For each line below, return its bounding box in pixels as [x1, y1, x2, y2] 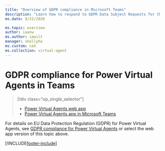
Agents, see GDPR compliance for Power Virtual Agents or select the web [5, 125, 154, 131]
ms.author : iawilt [5, 34, 43, 39]
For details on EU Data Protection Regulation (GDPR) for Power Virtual [5, 120, 146, 126]
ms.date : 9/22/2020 [5, 16, 45, 21]
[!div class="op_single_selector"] [17, 96, 84, 102]
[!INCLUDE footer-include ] [5, 140, 57, 146]
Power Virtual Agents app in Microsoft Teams [24, 111, 116, 117]
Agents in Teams [5, 80, 75, 91]
